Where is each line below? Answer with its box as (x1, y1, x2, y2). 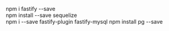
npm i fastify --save (6, 5, 56, 12)
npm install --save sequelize (6, 12, 77, 19)
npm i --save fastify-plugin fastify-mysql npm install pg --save (6, 18, 163, 25)
